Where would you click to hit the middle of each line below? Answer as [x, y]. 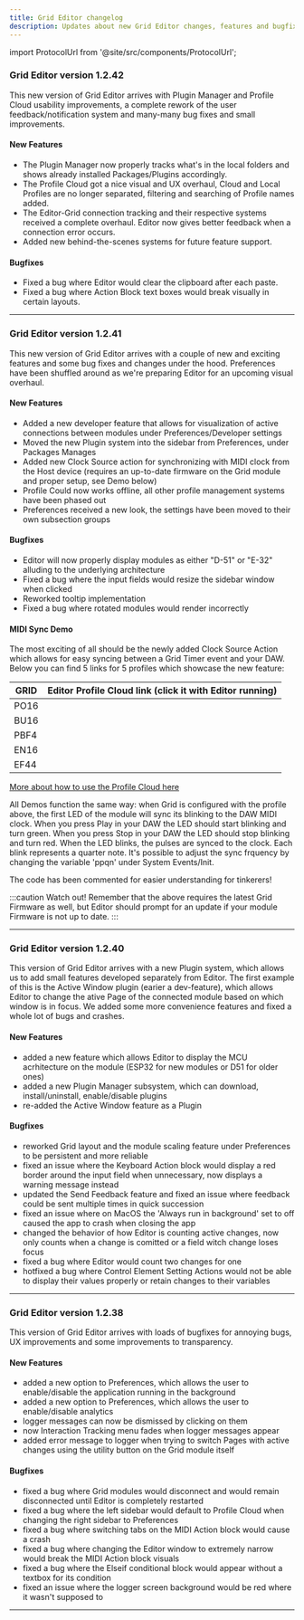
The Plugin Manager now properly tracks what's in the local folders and [156, 165]
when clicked [47, 588]
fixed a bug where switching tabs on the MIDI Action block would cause [156, 1529]
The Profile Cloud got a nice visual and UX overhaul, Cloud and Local [151, 184]
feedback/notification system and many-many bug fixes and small [133, 114]
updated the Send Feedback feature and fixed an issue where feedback [156, 1194]
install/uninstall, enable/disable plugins [95, 1095]
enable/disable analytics [68, 1412]
